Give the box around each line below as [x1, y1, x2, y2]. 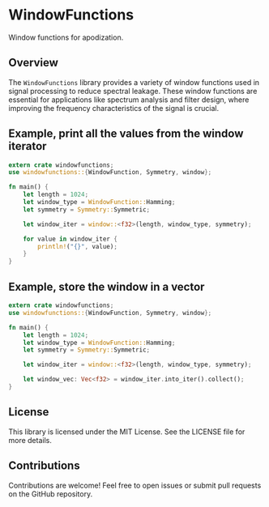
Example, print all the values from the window [8, 127, 244, 141]
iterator [8, 139, 47, 153]
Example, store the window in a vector [8, 279, 205, 293]
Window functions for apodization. [8, 32, 124, 42]
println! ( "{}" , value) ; [37, 242, 117, 250]
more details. [8, 435, 53, 445]
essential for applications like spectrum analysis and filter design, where [8, 95, 250, 104]
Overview [8, 56, 59, 70]
